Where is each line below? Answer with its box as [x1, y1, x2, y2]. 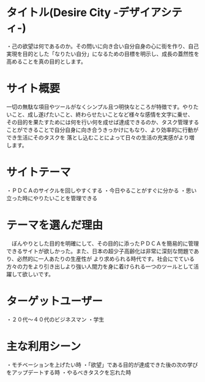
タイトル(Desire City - [6, 6, 119, 20]
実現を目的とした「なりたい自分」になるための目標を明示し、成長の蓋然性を [6, 50, 199, 57]
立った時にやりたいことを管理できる [6, 194, 98, 201]
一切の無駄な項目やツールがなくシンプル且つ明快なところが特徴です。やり [6, 103, 194, 111]
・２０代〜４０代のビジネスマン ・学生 [6, 316, 105, 323]
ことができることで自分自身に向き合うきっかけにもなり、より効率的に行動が [6, 126, 199, 133]
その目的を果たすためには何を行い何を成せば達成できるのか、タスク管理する [6, 118, 199, 126]
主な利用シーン [6, 339, 81, 353]
